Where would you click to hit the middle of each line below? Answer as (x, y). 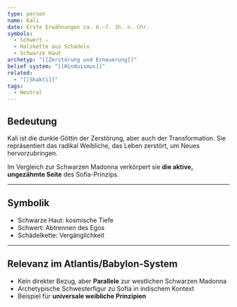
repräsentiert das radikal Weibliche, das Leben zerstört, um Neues (104, 145)
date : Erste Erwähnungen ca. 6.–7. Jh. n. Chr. (79, 27)
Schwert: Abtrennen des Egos (61, 227)
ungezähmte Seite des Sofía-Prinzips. (63, 174)
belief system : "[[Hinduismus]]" (56, 66)
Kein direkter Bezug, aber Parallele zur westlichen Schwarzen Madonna (122, 281)
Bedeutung (32, 121)
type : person (26, 14)
